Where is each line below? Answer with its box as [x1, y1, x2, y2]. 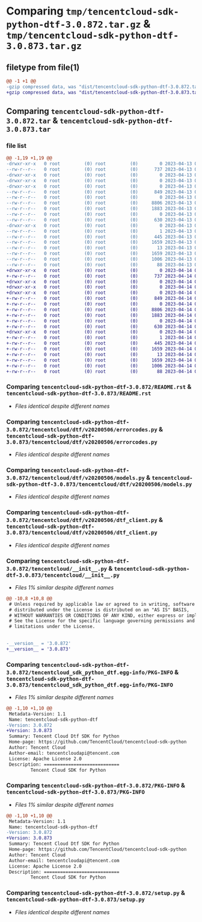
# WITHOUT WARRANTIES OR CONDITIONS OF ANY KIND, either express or [8, 612, 185, 618]
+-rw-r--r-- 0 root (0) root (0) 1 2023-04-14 [6, 335, 192, 341]
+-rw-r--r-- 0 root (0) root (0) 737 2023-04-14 [6, 273, 192, 279]
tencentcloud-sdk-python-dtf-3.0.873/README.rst [6, 390, 151, 397]
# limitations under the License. [8, 623, 96, 630]
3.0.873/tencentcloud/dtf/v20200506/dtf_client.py [6, 529, 158, 536]
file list [6, 141, 27, 150]
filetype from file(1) [6, 62, 80, 72]
